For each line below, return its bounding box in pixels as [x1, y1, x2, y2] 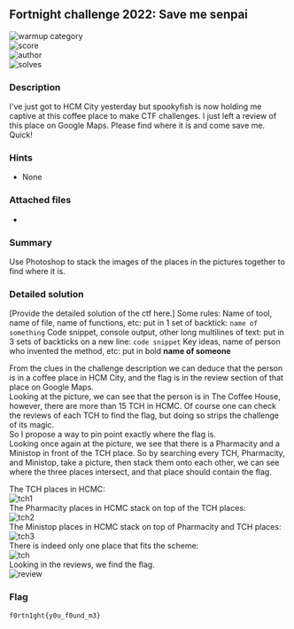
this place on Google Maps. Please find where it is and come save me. [9, 120, 266, 131]
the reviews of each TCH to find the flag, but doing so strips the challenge [9, 410, 279, 421]
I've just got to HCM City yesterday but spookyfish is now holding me [9, 101, 262, 112]
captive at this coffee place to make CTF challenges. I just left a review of [9, 111, 277, 122]
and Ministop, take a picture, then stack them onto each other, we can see [9, 457, 280, 468]
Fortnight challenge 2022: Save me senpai [9, 7, 248, 22]
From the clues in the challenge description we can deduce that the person [9, 363, 283, 373]
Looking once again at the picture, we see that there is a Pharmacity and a [9, 438, 281, 449]
